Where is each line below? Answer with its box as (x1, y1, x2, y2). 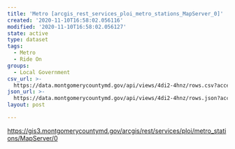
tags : (7, 43, 23, 50)
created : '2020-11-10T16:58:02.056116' (7, 17, 124, 24)
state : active (7, 29, 49, 37)
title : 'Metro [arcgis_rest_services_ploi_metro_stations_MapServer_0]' (7, 10, 224, 17)
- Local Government (13, 69, 71, 76)
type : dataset (7, 36, 49, 43)
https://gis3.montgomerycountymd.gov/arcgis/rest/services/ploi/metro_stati (7, 127, 227, 135)
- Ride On (13, 56, 42, 63)
